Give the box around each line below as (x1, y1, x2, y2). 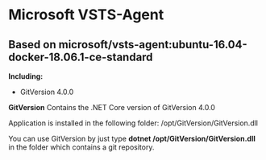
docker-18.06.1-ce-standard (8, 50, 153, 64)
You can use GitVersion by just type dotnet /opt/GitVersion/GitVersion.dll (8, 134, 256, 143)
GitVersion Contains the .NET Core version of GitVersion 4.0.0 (8, 103, 216, 112)
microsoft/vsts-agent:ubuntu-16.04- (58, 38, 247, 51)
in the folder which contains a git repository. (8, 142, 155, 152)
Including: (8, 72, 44, 81)
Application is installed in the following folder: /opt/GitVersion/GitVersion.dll (8, 118, 258, 128)
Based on (8, 38, 56, 51)
